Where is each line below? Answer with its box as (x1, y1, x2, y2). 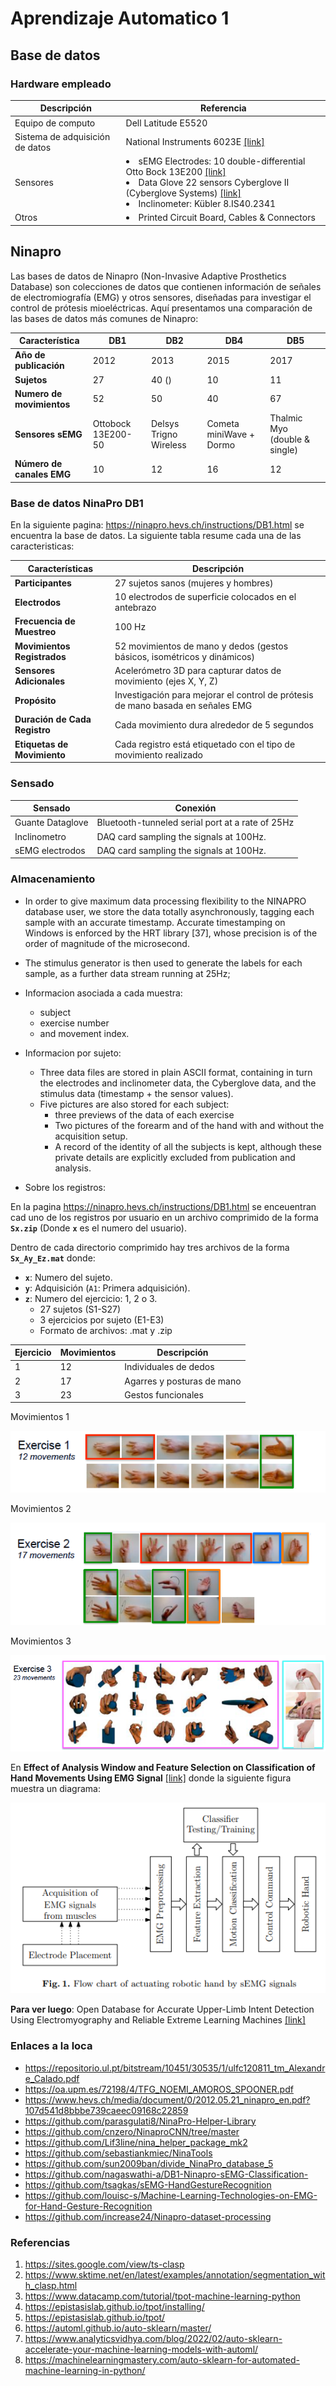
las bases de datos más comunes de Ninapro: (10, 312, 199, 324)
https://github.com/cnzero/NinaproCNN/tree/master (24, 2125, 240, 2137)
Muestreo (14, 626, 57, 638)
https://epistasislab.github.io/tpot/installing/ (24, 2301, 205, 2313)
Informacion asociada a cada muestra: (24, 987, 183, 999)
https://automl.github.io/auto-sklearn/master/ (24, 2322, 212, 2334)
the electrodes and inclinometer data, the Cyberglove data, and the (39, 1077, 317, 1089)
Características (27, 562, 94, 574)
